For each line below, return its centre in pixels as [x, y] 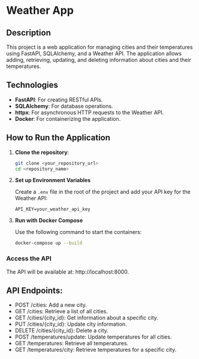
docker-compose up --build [49, 243]
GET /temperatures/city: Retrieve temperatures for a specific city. [96, 350]
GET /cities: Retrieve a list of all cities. [61, 311]
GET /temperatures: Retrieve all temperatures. [72, 343]
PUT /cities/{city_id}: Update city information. [71, 324]
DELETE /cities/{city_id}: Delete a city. [62, 331]
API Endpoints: [34, 290]
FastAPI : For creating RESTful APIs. [59, 99]
